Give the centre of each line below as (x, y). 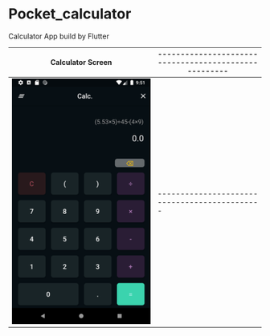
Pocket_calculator (70, 14)
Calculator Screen (81, 63)
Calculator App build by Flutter (59, 36)
